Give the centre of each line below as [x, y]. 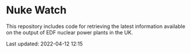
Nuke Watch [37, 10]
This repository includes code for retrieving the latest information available [96, 26]
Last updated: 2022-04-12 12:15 [44, 44]
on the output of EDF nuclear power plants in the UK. [70, 32]
